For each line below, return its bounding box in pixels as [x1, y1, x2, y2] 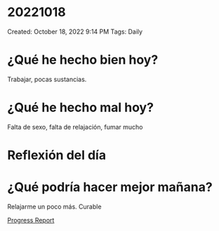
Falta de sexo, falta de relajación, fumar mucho [7, 122, 143, 131]
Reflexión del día [7, 148, 107, 163]
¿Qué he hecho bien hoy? [7, 52, 159, 68]
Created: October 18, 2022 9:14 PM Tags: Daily [7, 27, 142, 36]
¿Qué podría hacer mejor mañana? [7, 179, 213, 195]
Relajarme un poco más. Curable [7, 202, 102, 211]
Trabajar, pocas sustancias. [7, 75, 87, 83]
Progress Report [7, 216, 55, 224]
